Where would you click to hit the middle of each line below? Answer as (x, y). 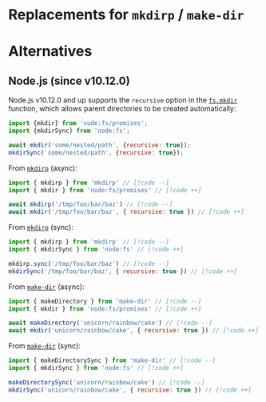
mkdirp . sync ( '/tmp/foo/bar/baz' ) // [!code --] (89, 263)
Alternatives (50, 52)
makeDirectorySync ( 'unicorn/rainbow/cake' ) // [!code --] (107, 382)
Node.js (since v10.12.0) (69, 80)
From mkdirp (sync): (41, 227)
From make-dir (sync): (45, 346)
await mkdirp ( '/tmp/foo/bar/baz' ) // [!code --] (91, 205)
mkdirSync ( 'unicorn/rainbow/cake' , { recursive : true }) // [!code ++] (130, 390)
